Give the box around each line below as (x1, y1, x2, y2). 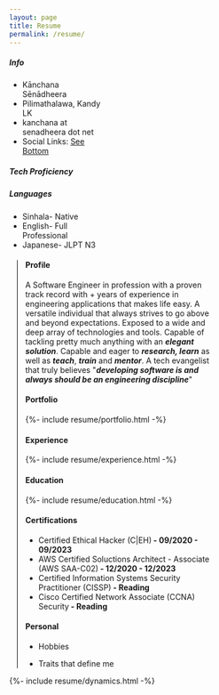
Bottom (21, 146, 50, 157)
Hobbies (38, 641, 69, 651)
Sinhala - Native (21, 211, 79, 222)
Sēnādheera (21, 89, 67, 100)
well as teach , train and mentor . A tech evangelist (25, 355, 210, 366)
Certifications (25, 515, 78, 526)
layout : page (9, 12, 58, 22)
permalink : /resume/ (9, 29, 86, 38)
